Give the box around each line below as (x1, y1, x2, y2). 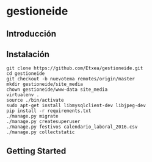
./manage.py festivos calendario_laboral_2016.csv (6, 124, 138, 130)
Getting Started (6, 146, 67, 156)
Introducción (6, 29, 57, 39)
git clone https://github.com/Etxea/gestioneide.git (6, 65, 143, 71)
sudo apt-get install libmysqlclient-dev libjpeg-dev (6, 102, 147, 109)
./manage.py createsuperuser (6, 119, 81, 125)
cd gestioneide (6, 71, 45, 77)
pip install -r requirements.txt (6, 108, 92, 114)
